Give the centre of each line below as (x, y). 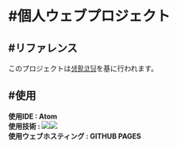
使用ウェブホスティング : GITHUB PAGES (75, 136)
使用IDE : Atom (33, 116)
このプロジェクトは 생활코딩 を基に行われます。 (83, 68)
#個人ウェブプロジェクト (89, 16)
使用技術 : (24, 126)
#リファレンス (43, 48)
